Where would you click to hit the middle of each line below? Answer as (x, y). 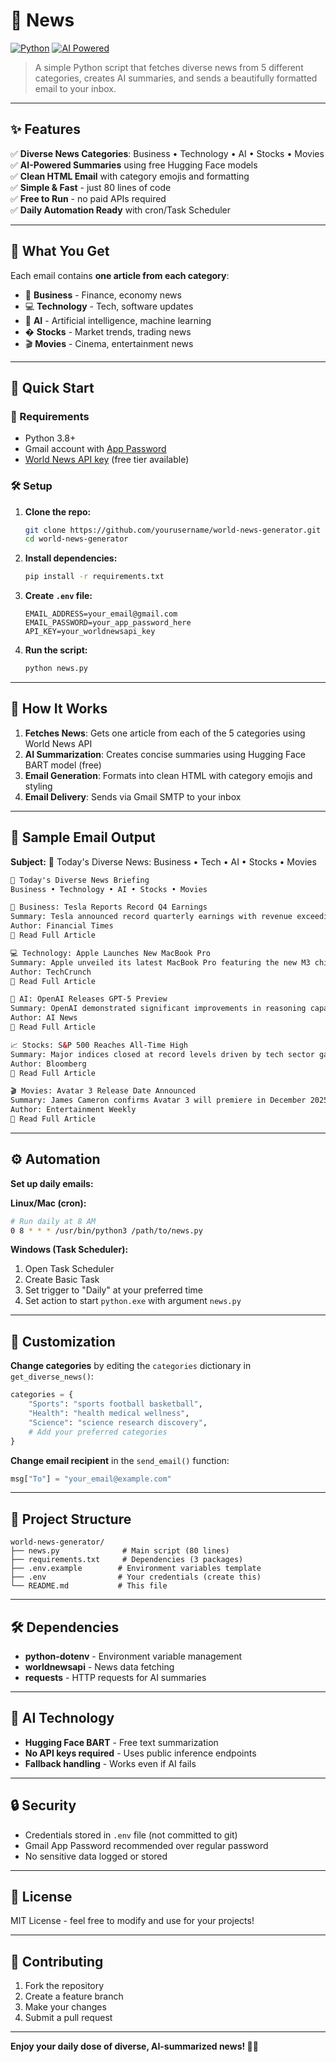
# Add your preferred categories (98, 1432)
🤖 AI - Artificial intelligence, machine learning (118, 320)
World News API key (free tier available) (107, 460)
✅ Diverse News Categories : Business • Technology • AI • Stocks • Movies (167, 153)
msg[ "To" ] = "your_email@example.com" (91, 1479)
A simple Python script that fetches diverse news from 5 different (169, 67)
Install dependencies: (71, 558)
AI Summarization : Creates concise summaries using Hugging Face (165, 754)
